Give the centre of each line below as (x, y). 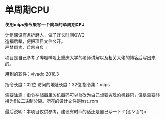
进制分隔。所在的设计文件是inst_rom (61, 101)
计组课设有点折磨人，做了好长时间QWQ (45, 35)
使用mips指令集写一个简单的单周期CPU (45, 24)
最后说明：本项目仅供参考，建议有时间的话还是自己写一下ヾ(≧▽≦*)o (76, 111)
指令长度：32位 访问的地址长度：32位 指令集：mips (57, 84)
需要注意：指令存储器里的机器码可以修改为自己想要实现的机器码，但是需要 (80, 95)
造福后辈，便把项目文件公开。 (35, 41)
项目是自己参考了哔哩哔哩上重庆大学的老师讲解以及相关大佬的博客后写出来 (80, 57)
